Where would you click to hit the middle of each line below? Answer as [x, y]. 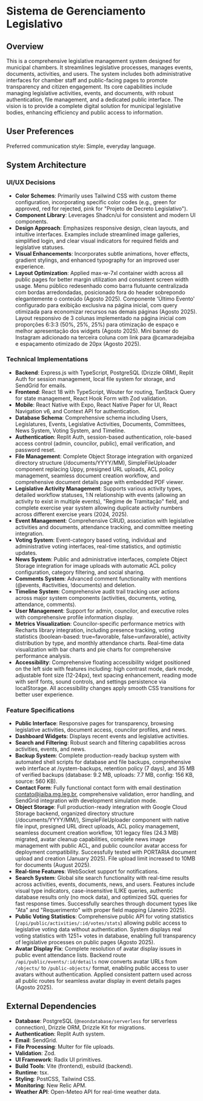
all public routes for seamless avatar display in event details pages [98, 981]
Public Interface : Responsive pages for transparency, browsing [94, 723]
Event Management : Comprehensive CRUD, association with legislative [105, 521]
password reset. [35, 450]
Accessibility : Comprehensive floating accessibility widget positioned [103, 662]
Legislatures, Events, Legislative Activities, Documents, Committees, [100, 424]
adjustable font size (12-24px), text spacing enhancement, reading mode [106, 675]
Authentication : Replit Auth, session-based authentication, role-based [103, 437]
